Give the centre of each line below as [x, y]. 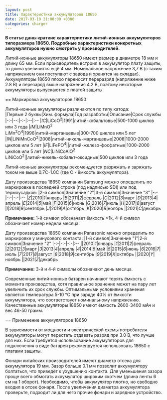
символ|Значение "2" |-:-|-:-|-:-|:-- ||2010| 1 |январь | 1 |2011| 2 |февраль [79, 243]
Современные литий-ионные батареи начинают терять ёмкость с [76, 278]
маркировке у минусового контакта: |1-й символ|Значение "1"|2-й [76, 238]
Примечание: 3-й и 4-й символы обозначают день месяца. [69, 269]
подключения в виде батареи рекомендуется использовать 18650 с [78, 345]
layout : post [19, 10]
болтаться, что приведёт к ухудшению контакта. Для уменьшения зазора [84, 371]
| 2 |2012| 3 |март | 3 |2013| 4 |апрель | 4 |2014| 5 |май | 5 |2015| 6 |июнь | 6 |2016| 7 [82, 249]
